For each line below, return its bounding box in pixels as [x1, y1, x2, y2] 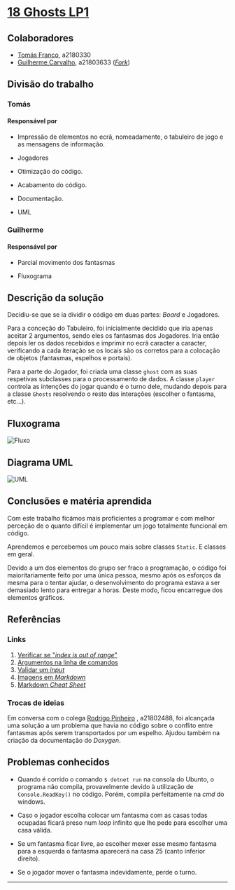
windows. [17, 797, 45, 806]
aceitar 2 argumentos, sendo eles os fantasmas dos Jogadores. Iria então [7, 331, 220, 340]
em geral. [7, 549, 35, 558]
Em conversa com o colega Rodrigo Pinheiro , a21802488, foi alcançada [7, 713, 215, 722]
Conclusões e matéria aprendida [7, 495, 152, 507]
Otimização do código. [17, 167, 83, 175]
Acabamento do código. [17, 180, 87, 189]
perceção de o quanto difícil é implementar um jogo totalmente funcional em [7, 521, 228, 530]
